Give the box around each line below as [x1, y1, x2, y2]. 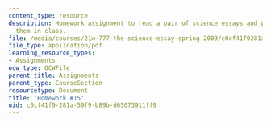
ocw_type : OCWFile [8, 64, 70, 72]
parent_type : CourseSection [8, 79, 103, 87]
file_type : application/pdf [8, 42, 103, 50]
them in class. [15, 26, 67, 35]
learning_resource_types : [8, 49, 95, 57]
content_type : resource [8, 11, 89, 20]
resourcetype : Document [8, 86, 89, 95]
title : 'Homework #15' [8, 94, 85, 102]
